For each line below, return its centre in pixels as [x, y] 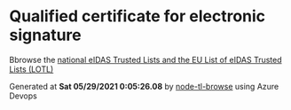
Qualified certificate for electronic [138, 16]
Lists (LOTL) [31, 69]
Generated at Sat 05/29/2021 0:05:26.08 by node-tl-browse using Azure [144, 86]
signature [45, 35]
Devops [23, 96]
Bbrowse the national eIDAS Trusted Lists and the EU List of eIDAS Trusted [145, 59]
